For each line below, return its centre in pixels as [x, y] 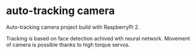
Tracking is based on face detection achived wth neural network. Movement [98, 38]
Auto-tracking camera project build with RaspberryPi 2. [73, 27]
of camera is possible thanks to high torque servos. [68, 45]
